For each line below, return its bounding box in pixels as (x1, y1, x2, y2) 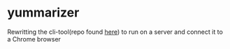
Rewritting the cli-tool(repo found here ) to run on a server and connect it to (7, 28, 224, 36)
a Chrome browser (7, 35, 62, 43)
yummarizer (7, 5, 80, 21)
